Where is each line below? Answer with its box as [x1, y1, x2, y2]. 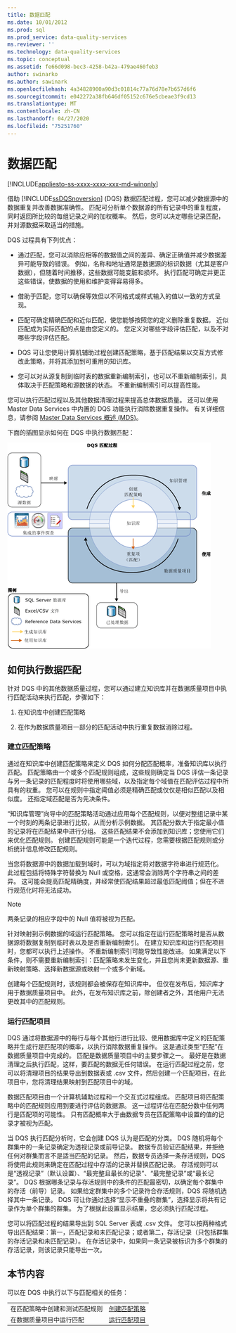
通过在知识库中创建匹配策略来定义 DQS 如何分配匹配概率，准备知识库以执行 [7, 759, 227, 767]
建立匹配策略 [7, 742, 51, 752]
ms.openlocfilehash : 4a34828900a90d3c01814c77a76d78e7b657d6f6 [7, 85, 197, 93]
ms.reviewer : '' [7, 41, 55, 49]
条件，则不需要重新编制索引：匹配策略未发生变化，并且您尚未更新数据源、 [7, 955, 223, 964]
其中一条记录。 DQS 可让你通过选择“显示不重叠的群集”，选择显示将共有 [13, 1196, 220, 1204]
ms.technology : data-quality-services [7, 49, 121, 56]
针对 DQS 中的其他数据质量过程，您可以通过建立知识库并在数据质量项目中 [7, 684, 221, 692]
